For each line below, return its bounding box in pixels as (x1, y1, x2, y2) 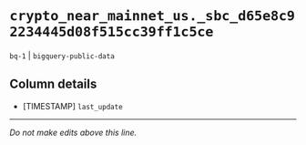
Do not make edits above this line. (9, 127, 138, 138)
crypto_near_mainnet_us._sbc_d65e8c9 (9, 7, 296, 25)
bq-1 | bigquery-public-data (9, 49, 116, 61)
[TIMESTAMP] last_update (22, 100, 123, 111)
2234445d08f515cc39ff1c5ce (9, 24, 214, 41)
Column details (9, 77, 97, 92)
